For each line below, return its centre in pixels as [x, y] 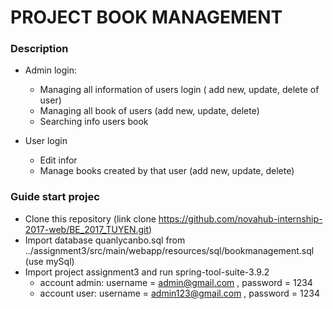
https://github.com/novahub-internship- [240, 218]
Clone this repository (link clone [90, 218]
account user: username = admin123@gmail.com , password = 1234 [179, 293]
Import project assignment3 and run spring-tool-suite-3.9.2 [147, 272]
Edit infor [58, 160]
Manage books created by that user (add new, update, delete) [167, 171]
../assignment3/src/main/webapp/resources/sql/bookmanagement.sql [169, 250]
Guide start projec [55, 197]
